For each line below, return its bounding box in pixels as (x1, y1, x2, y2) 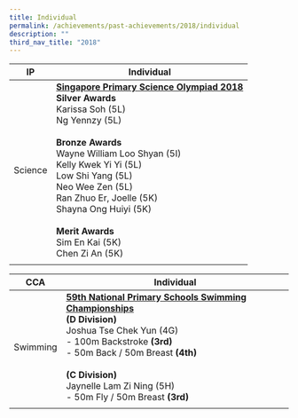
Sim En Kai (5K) (56, 236, 122, 248)
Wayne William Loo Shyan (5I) (56, 147, 182, 160)
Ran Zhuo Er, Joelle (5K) (56, 192, 158, 204)
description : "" (9, 29, 69, 38)
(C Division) (66, 369, 117, 382)
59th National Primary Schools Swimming (66, 291, 247, 304)
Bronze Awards (56, 137, 122, 149)
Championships (66, 303, 135, 315)
